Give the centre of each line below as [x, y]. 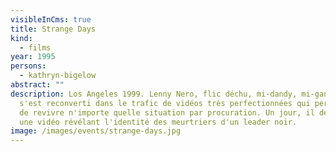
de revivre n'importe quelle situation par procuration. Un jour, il [167, 112]
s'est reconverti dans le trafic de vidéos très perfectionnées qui [165, 103]
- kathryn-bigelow [58, 76]
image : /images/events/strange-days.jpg [96, 131]
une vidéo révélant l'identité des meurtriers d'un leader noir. [158, 122]
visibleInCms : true [51, 19]
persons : [28, 66]
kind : [21, 38]
